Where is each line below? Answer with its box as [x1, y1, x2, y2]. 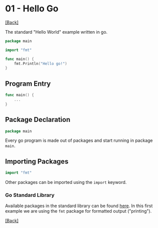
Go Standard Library [5, 192, 55, 199]
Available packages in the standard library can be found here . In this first [5, 203, 153, 209]
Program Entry [5, 79, 51, 88]
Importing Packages [5, 157, 69, 166]
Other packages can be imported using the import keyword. [5, 179, 127, 185]
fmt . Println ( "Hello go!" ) [14, 61, 68, 66]
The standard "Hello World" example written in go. [5, 29, 108, 35]
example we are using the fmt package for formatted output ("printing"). [5, 208, 152, 214]
